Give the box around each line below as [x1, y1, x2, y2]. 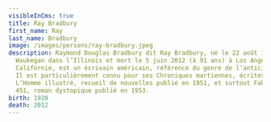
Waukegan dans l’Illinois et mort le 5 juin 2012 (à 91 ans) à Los [15, 57, 248, 65]
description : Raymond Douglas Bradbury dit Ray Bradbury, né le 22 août [8, 49, 258, 57]
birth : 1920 [8, 94, 48, 102]
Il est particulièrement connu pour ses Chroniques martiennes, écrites [15, 71, 265, 79]
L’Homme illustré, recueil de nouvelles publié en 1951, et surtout [15, 79, 251, 87]
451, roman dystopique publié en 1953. [15, 86, 150, 95]
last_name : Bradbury [8, 34, 78, 43]
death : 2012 [8, 101, 48, 109]
